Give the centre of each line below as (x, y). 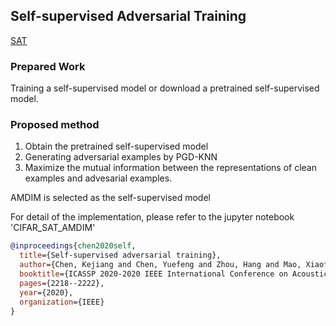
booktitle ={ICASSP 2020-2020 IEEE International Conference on (153, 274)
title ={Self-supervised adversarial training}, (120, 255)
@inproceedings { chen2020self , (73, 246)
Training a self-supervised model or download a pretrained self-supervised (165, 88)
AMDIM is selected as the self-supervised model (110, 198)
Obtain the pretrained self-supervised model (116, 146)
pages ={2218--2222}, (62, 283)
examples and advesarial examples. (98, 178)
